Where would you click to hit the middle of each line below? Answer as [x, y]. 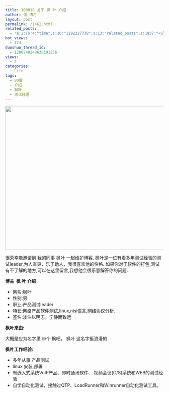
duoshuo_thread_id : [26, 47]
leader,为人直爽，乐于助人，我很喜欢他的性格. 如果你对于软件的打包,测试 [84, 264]
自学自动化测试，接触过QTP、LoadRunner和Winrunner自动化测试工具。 [87, 385]
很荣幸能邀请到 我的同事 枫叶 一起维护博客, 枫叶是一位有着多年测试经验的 [81, 258]
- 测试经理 [20, 94]
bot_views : [17, 38]
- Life [17, 71]
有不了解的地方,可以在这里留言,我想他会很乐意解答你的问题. [67, 270]
